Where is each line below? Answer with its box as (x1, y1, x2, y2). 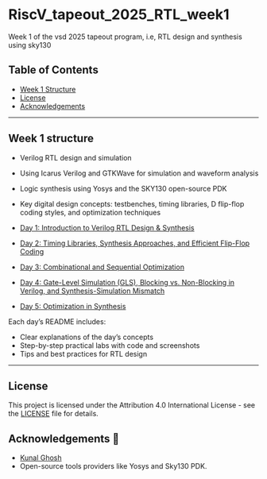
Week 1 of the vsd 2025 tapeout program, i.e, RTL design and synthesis (8, 32, 242, 41)
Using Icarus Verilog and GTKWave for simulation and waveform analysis (19, 168, 259, 178)
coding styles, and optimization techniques (19, 207, 161, 217)
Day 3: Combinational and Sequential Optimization (19, 262, 185, 272)
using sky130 (8, 40, 52, 49)
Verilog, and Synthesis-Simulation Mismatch (19, 286, 165, 296)
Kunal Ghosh (19, 453, 62, 462)
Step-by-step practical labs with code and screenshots (19, 340, 200, 350)
